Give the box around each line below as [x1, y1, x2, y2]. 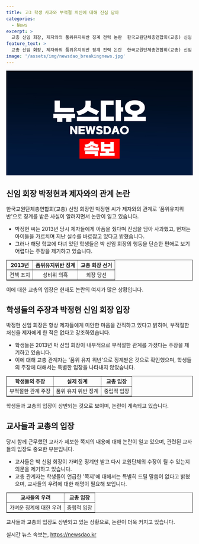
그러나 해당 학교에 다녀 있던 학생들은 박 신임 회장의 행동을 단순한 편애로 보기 [14, 240, 191, 247]
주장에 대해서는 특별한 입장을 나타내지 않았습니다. [21, 364, 135, 371]
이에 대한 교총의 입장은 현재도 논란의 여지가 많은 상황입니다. [6, 286, 144, 293]
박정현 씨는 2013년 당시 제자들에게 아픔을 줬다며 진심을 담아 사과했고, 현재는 [14, 226, 191, 233]
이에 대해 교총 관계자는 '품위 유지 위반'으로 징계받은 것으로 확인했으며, [14, 356, 176, 363]
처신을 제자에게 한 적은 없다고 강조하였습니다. [6, 329, 111, 336]
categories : [6, 15, 36, 22]
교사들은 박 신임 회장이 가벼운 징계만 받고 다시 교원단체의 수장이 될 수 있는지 [14, 458, 191, 465]
